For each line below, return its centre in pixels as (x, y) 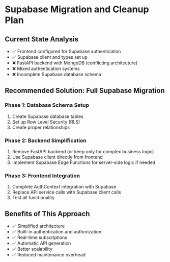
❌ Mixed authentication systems (46, 68)
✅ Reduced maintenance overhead (49, 255)
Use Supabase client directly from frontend (57, 157)
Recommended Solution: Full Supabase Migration (85, 91)
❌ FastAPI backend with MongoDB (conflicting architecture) (75, 63)
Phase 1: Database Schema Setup (47, 105)
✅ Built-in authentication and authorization (57, 232)
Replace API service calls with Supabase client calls (66, 192)
